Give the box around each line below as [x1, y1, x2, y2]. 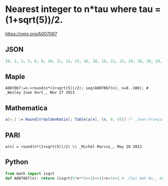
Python [5, 158, 28, 166]
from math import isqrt [5, 171, 55, 176]
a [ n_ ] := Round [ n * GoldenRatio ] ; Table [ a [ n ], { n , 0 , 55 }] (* [5, 117, 133, 122]
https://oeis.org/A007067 [5, 31, 57, 37]
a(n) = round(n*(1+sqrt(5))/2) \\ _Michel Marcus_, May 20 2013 [5, 144, 142, 149]
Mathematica [5, 104, 47, 112]
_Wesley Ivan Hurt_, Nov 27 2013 [5, 90, 75, 95]
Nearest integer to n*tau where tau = [5, 4, 161, 15]
